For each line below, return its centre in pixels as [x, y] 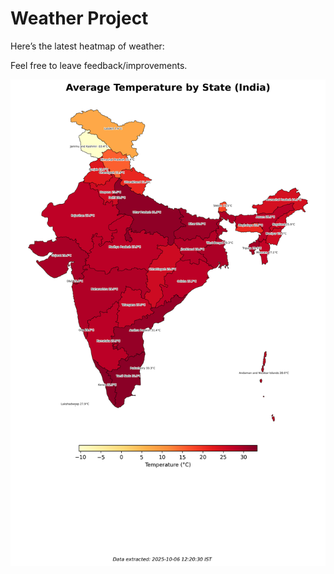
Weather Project [79, 18]
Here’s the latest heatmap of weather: [87, 46]
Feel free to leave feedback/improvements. [99, 65]
